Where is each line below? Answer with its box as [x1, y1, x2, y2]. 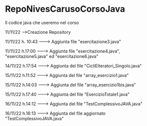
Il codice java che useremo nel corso [5, 20, 79, 25]
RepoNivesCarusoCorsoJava [5, 3, 126, 15]
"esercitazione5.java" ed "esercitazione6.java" [5, 53, 99, 59]
